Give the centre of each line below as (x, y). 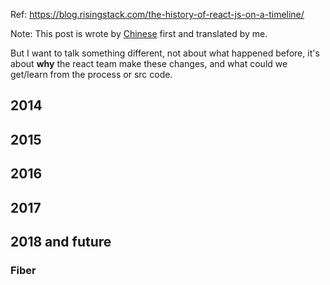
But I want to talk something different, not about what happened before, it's (165, 53)
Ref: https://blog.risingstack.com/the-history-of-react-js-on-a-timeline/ (157, 14)
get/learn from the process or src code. (91, 74)
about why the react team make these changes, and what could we (149, 63)
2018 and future (61, 241)
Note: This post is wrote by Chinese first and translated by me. (139, 33)
